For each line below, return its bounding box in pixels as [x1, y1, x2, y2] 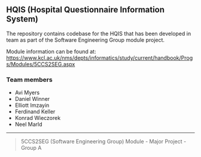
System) [6, 14, 39, 24]
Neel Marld [14, 121, 42, 128]
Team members [6, 75, 53, 84]
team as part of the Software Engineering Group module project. [6, 36, 165, 44]
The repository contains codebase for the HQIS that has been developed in [6, 30, 191, 37]
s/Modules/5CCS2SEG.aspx [6, 60, 75, 67]
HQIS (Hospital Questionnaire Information [6, 5, 165, 15]
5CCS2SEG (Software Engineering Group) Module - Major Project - [20, 138, 187, 145]
